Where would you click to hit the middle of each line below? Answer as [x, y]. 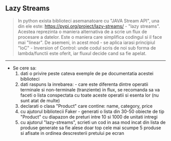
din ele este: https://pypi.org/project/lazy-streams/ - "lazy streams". [89, 26]
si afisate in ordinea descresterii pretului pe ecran [72, 133]
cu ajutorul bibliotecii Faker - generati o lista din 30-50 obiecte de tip [92, 111]
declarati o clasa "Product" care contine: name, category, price [86, 106]
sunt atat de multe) [40, 100]
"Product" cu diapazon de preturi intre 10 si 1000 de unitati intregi [89, 116]
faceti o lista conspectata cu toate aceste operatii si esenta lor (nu [90, 95]
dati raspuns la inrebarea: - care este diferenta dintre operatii [84, 84]
